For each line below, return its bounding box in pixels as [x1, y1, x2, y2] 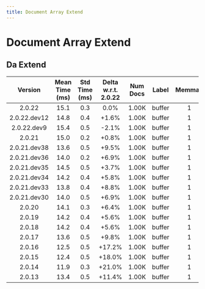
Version [17, 85, 41, 94]
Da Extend [6, 59, 46, 70]
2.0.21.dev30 [9, 193, 49, 201]
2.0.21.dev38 [9, 143, 49, 152]
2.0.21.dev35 [9, 163, 49, 171]
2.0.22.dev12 [9, 113, 49, 122]
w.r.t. [103, 85, 118, 94]
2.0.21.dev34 [9, 173, 49, 181]
